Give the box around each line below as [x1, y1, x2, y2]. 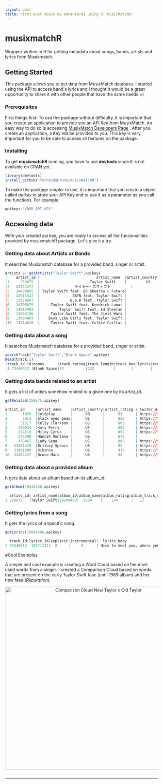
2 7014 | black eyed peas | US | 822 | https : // [5, 416, 158, 421]
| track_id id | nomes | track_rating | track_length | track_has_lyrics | [5, 362, 153, 367]
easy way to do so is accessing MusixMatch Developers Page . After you [5, 125, 150, 131]
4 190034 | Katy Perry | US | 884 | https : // [5, 425, 158, 430]
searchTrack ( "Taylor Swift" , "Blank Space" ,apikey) [5, 353, 110, 357]
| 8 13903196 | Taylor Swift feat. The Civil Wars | [5, 312, 127, 316]
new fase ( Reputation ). [5, 577, 51, 583]
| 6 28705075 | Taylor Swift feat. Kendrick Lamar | [5, 302, 127, 307]
